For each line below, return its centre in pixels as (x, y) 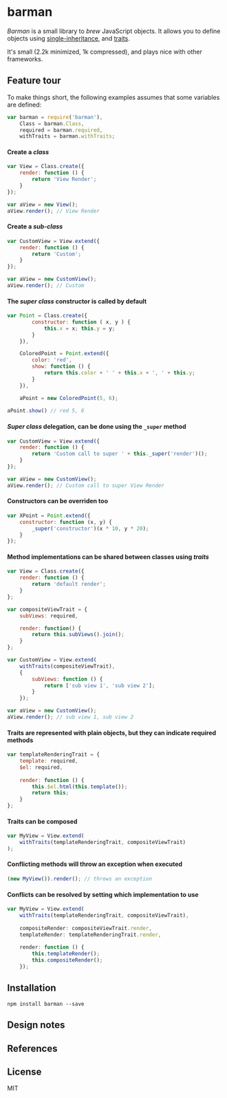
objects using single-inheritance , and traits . (69, 38)
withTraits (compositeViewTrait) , (67, 666)
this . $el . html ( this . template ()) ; (80, 786)
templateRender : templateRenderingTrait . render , (90, 935)
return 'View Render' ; (64, 180)
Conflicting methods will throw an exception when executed (95, 864)
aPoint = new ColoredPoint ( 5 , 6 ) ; (69, 398)
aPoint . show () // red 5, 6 (46, 411)
